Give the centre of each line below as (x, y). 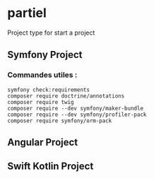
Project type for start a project (51, 33)
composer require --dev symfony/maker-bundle (75, 108)
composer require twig (41, 102)
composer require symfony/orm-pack (60, 121)
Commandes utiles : (42, 75)
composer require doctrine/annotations (66, 96)
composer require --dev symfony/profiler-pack (77, 115)
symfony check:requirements (49, 90)
